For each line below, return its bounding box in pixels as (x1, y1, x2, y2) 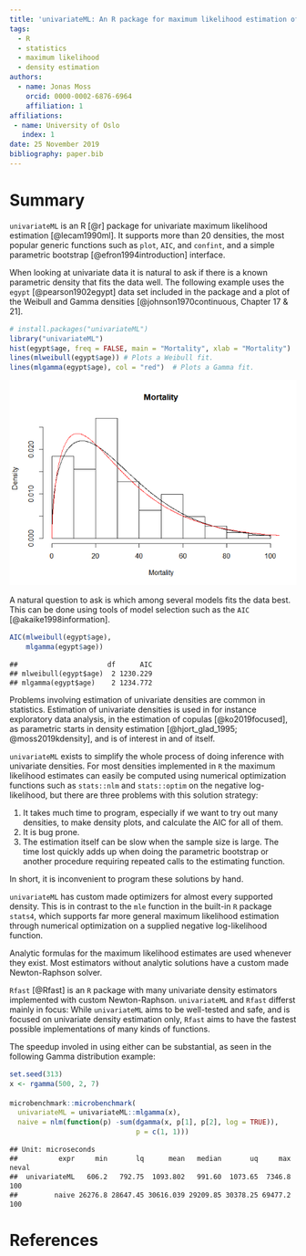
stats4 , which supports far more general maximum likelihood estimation (9, 910, 280, 921)
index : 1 (21, 131, 55, 140)
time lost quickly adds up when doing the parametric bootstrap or (22, 845, 269, 857)
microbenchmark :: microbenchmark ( (9, 1098, 137, 1108)
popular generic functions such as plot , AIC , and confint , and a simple (9, 239, 275, 250)
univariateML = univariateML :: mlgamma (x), (17, 1108, 181, 1117)
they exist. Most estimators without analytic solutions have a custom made (9, 957, 290, 968)
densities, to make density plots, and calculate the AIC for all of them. (22, 817, 284, 828)
